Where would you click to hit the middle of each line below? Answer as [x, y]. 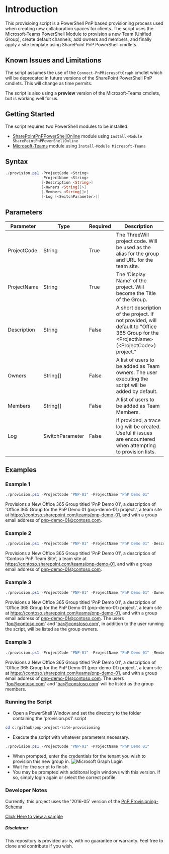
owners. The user [137, 372]
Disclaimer [17, 828]
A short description [139, 308]
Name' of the [131, 281]
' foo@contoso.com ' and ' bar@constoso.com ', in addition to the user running [84, 624]
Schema [14, 807]
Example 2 [18, 533]
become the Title [136, 293]
